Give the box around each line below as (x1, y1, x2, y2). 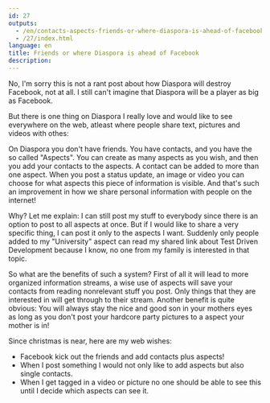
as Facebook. (8, 96, 54, 105)
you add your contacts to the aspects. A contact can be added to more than (8, 161, 260, 171)
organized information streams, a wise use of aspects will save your (8, 278, 233, 287)
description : (8, 57, 52, 65)
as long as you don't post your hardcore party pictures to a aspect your (8, 311, 245, 322)
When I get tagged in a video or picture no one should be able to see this (19, 377, 262, 387)
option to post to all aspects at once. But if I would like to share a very (8, 219, 239, 229)
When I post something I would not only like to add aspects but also (19, 360, 244, 370)
